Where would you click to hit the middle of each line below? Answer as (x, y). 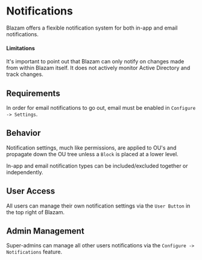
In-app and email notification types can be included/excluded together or (97, 166)
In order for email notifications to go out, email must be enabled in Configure (101, 107)
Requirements (33, 93)
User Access (31, 191)
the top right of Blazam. (36, 212)
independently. (25, 172)
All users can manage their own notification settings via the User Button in (98, 206)
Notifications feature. (34, 252)
